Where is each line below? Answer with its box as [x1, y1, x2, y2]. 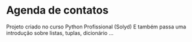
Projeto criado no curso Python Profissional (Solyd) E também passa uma [6, 23, 187, 30]
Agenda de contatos [6, 4, 109, 17]
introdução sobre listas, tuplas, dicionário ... [6, 29, 114, 36]
